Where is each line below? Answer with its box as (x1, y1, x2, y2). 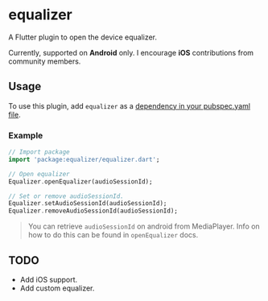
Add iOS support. (19, 274, 78, 284)
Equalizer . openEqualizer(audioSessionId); (8, 177, 153, 186)
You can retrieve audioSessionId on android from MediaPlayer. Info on (27, 221, 260, 231)
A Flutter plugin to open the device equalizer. (8, 32, 158, 42)
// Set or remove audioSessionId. (8, 192, 125, 200)
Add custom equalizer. (19, 283, 95, 293)
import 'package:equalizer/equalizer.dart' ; (8, 155, 160, 163)
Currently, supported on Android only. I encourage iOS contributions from (8, 47, 254, 57)
